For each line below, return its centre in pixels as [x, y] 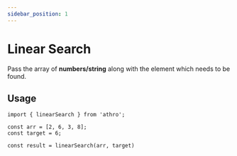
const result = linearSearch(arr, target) [71, 146]
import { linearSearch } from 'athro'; [66, 115]
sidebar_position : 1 [38, 14]
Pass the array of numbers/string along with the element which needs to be [119, 69]
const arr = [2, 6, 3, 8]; [47, 127]
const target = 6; [34, 133]
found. [17, 76]
